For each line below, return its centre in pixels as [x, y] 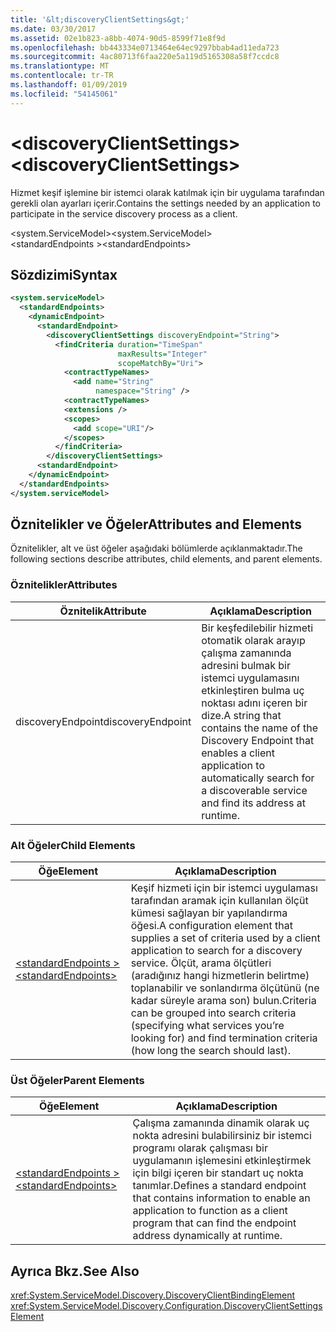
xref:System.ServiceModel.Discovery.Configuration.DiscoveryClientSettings [166, 1306]
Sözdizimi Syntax [64, 274]
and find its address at [253, 803]
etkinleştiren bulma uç [253, 690]
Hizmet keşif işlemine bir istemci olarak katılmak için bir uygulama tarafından [167, 192]
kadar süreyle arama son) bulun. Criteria [223, 1001]
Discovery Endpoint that [258, 740]
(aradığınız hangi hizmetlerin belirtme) [220, 976]
